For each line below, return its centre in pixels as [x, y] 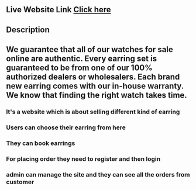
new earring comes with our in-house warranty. [95, 86]
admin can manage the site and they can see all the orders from [98, 174]
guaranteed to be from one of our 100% [80, 68]
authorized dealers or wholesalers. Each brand [93, 77]
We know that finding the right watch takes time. [97, 95]
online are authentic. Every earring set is [81, 58]
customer [20, 182]
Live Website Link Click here [59, 10]
